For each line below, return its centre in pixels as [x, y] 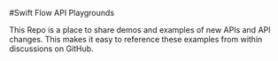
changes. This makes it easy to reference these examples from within [136, 39]
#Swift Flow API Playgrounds [62, 13]
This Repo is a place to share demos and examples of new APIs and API [140, 30]
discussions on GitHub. [52, 49]
